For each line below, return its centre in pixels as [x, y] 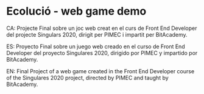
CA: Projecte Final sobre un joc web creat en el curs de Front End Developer [102, 28]
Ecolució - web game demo [76, 11]
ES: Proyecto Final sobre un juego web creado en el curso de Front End [96, 46]
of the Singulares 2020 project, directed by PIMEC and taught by [87, 78]
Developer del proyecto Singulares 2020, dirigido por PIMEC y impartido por [102, 52]
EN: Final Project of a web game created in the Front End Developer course [100, 71]
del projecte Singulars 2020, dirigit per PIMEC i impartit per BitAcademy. [97, 34]
